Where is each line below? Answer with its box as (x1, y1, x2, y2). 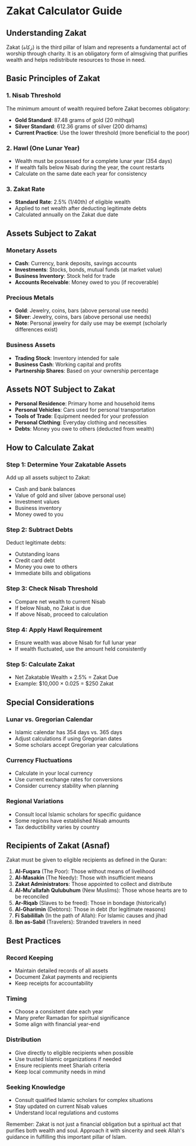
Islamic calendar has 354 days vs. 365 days (14, 728, 123, 735)
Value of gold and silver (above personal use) (14, 492, 127, 499)
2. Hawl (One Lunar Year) (6, 144, 80, 152)
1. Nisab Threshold (6, 91, 61, 99)
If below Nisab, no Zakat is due (14, 604, 91, 611)
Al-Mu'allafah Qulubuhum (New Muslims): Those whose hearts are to (14, 887, 188, 894)
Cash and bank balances (14, 486, 76, 493)
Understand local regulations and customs (14, 1109, 119, 1116)
